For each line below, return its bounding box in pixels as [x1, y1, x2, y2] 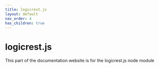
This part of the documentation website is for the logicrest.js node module [5, 58, 155, 64]
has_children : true [5, 20, 45, 26]
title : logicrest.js [5, 7, 47, 12]
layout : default [5, 12, 38, 17]
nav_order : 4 [5, 16, 32, 21]
